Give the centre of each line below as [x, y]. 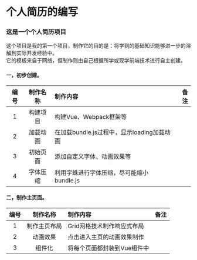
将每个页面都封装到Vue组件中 [108, 248]
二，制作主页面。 [27, 198]
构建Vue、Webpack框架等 [91, 116]
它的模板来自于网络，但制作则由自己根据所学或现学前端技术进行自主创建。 [96, 61]
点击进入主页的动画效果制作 [106, 237]
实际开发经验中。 [37, 53]
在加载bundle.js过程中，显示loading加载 [110, 132]
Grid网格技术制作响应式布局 [106, 226]
